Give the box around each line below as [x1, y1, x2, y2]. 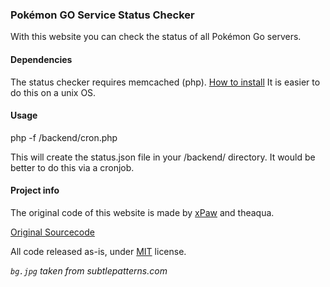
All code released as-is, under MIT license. [10, 245, 187, 257]
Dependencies [10, 53, 73, 65]
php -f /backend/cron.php [10, 131, 118, 143]
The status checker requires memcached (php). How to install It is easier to [10, 76, 321, 88]
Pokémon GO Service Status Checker [10, 8, 195, 22]
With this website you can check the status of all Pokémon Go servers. [10, 31, 302, 43]
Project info [10, 184, 60, 197]
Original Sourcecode [10, 226, 95, 238]
